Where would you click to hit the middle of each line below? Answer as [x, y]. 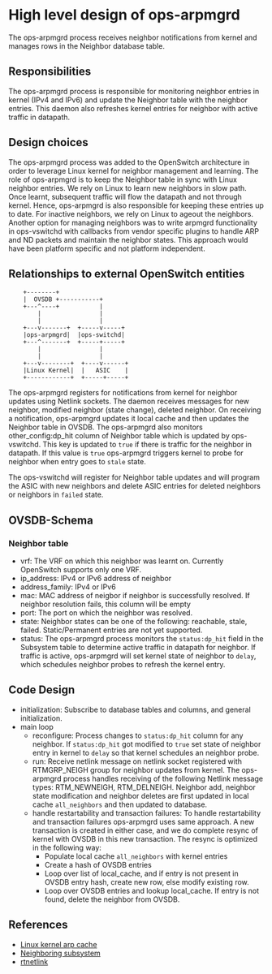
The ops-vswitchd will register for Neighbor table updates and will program [134, 477]
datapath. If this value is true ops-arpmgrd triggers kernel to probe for [126, 453]
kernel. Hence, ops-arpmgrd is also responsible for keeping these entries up [136, 205]
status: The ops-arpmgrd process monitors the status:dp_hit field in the [142, 639]
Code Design [42, 690]
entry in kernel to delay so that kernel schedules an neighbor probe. [146, 752]
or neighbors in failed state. [56, 495]
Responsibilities [50, 72]
